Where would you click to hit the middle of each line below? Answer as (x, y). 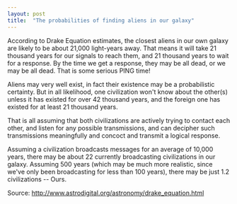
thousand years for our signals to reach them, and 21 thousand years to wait (118, 55)
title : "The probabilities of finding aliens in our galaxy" (101, 20)
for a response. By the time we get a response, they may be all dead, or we (117, 63)
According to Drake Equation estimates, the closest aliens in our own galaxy (118, 40)
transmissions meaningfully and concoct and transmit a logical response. (114, 136)
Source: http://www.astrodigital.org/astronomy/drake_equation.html (106, 193)
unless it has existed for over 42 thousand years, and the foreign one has (114, 99)
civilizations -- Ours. (37, 179)
